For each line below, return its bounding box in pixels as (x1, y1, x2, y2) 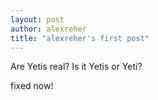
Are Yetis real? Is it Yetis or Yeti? (10, 61, 143, 73)
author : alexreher (10, 24, 87, 34)
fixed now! (10, 80, 54, 92)
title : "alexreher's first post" (10, 33, 150, 43)
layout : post (10, 14, 65, 25)
